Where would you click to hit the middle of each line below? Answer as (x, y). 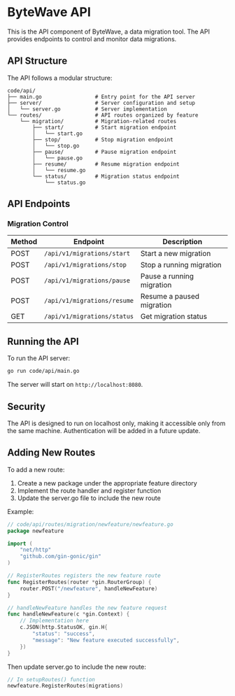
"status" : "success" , (64, 634)
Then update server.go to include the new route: (77, 667)
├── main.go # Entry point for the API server (101, 97)
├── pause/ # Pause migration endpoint (105, 152)
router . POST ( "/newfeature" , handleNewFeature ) (89, 588)
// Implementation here (55, 621)
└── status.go (65, 183)
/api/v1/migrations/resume (89, 301)
